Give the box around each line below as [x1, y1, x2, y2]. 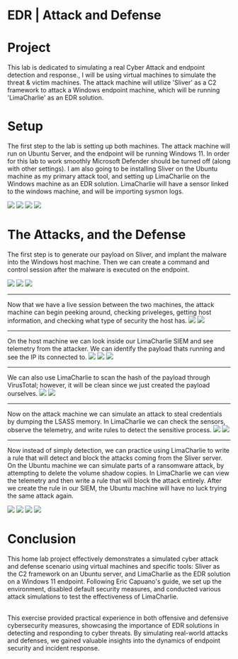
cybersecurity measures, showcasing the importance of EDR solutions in [7, 621, 220, 629]
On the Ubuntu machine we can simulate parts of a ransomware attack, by [7, 461, 225, 469]
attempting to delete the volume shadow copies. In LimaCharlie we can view [7, 469, 230, 477]
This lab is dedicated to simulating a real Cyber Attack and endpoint [7, 63, 205, 72]
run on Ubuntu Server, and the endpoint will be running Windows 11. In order [7, 149, 230, 158]
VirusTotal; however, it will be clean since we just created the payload [7, 381, 210, 389]
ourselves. [7, 390, 38, 397]
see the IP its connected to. [7, 353, 87, 361]
